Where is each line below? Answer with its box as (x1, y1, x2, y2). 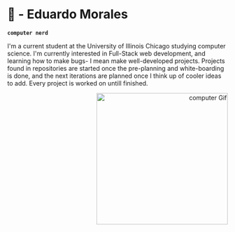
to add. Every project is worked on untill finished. (7, 79, 148, 87)
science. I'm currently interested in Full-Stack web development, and (7, 49, 206, 57)
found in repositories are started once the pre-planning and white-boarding (7, 64, 225, 72)
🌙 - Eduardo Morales (7, 6, 128, 22)
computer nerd (7, 29, 49, 36)
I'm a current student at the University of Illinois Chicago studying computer (7, 41, 226, 50)
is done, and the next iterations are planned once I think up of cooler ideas (7, 71, 222, 80)
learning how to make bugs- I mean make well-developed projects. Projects (7, 56, 225, 65)
